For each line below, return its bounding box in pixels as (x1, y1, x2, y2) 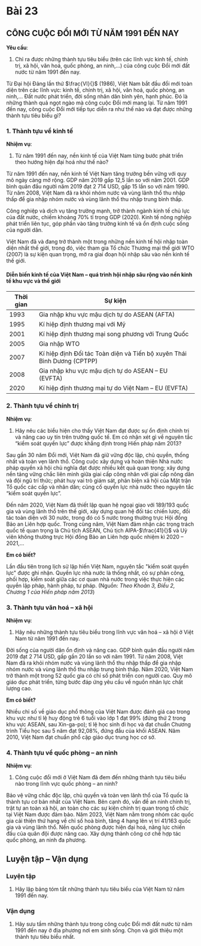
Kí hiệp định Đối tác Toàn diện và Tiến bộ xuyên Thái (38, 349, 187, 358)
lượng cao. (6, 685, 33, 692)
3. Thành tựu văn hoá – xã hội (6, 603, 93, 612)
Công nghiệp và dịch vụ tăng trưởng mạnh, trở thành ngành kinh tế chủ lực (6, 207, 190, 214)
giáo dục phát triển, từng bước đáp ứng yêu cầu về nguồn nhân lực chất (6, 678, 184, 685)
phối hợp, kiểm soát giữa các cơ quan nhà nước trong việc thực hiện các (6, 575, 184, 583)
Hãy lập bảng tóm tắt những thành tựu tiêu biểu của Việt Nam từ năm (14, 885, 185, 893)
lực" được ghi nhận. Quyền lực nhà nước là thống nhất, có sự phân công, (6, 569, 185, 576)
